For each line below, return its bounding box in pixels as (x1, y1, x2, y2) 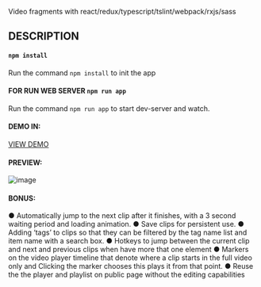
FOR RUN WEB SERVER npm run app (8, 86, 127, 96)
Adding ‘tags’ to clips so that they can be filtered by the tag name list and (8, 228, 248, 237)
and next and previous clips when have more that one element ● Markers (8, 245, 249, 254)
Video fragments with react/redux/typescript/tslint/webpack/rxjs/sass (8, 7, 236, 16)
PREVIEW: (8, 158, 43, 167)
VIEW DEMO (8, 140, 49, 149)
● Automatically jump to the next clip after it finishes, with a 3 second (8, 211, 236, 220)
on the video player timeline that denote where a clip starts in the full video (8, 253, 252, 262)
